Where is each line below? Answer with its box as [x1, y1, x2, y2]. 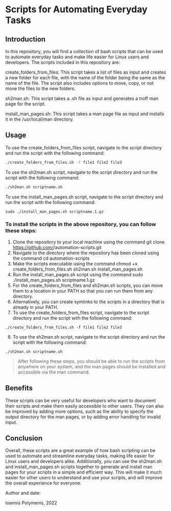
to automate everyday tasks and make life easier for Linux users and [5, 54, 149, 60]
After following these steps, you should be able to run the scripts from [17, 358, 165, 364]
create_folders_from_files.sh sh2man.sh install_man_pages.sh [12, 266, 143, 272]
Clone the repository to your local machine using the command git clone [12, 239, 165, 245]
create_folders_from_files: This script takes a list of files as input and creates [5, 69, 166, 75]
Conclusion [5, 434, 43, 443]
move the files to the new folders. [5, 85, 76, 92]
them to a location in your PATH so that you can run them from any [12, 287, 153, 294]
